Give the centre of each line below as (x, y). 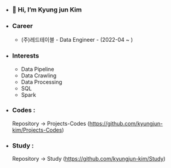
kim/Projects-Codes (37, 130)
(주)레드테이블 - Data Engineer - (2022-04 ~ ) (77, 40)
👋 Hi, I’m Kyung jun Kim (47, 10)
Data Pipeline (37, 69)
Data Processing (41, 82)
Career (22, 25)
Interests (25, 56)
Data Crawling (39, 76)
